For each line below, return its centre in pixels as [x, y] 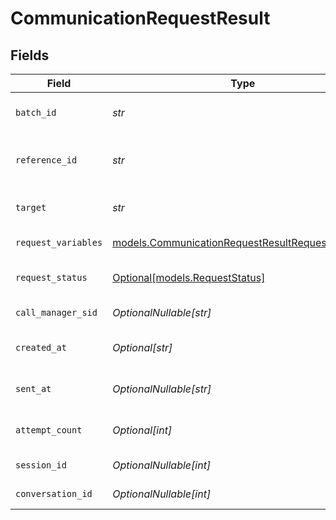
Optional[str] [142, 347]
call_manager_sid [56, 312]
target [31, 207]
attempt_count [49, 430]
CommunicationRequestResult [140, 18]
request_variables [59, 242]
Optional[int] [142, 430]
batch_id [36, 112]
